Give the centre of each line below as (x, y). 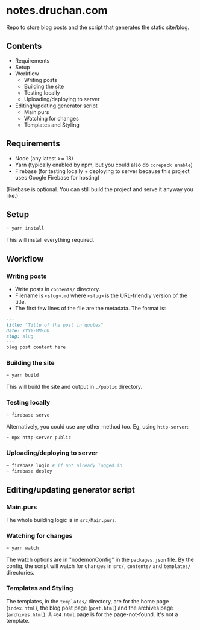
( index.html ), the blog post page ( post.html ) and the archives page (90, 608)
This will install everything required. (50, 240)
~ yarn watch (23, 548)
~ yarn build (23, 375)
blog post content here (36, 347)
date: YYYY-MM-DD (28, 330)
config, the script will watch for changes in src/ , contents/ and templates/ (98, 566)
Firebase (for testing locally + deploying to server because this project (102, 171)
